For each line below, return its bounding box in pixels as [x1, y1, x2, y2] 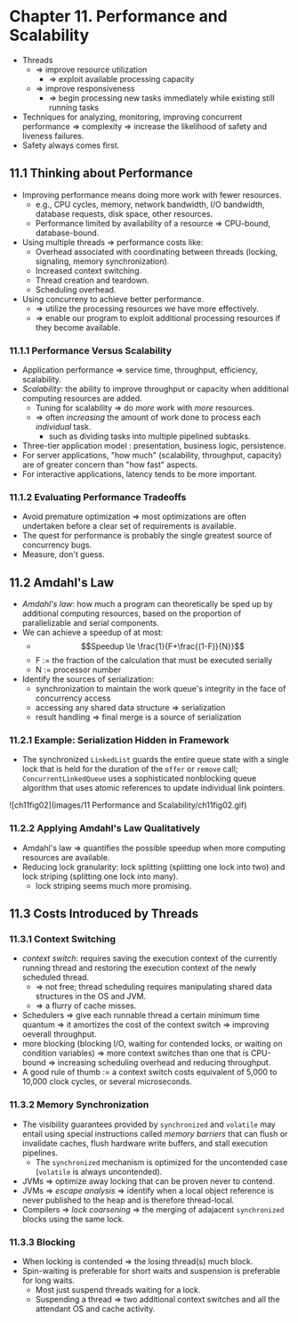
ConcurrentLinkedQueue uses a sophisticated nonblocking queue [21, 773, 257, 784]
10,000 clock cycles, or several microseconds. [21, 1076, 193, 1087]
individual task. [35, 422, 92, 432]
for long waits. [21, 1275, 76, 1286]
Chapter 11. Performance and [9, 6, 229, 27]
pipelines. [21, 1147, 59, 1158]
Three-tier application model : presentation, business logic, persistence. [21, 440, 286, 451]
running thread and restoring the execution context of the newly [21, 963, 257, 974]
